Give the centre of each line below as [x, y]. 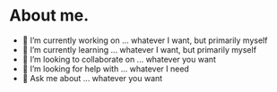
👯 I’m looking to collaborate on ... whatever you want [119, 59]
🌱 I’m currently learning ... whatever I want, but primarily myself [139, 49]
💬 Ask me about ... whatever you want [92, 78]
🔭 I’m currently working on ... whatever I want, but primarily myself [145, 40]
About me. [49, 16]
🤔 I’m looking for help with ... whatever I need [106, 69]
